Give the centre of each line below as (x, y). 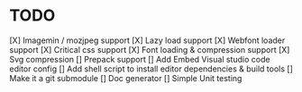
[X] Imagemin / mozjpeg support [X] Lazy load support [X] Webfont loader (147, 40)
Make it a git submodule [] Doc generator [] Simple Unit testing (126, 78)
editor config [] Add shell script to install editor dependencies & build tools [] (151, 69)
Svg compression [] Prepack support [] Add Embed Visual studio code (140, 59)
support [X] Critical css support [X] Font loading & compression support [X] (150, 49)
